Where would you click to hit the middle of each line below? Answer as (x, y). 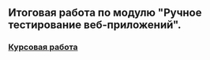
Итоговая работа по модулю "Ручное (105, 13)
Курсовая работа (43, 48)
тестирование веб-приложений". (95, 25)
